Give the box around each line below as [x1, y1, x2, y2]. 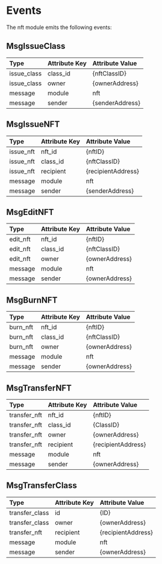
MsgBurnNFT [6, 295, 58, 305]
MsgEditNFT [6, 207, 54, 217]
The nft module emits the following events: [6, 24, 112, 31]
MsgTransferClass [6, 481, 77, 491]
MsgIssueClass [6, 41, 66, 51]
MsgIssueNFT [6, 119, 60, 130]
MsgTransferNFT [6, 383, 72, 393]
